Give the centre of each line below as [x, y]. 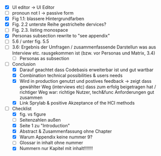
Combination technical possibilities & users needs [71, 75]
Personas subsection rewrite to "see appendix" [61, 36]
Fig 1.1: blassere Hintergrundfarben [48, 19]
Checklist [22, 109]
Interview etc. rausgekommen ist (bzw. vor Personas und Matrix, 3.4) [84, 53]
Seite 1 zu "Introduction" [45, 126]
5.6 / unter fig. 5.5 [30, 41]
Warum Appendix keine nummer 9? [56, 137]
